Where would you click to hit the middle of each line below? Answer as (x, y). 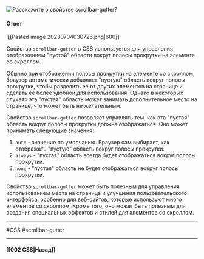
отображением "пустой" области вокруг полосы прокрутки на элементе (101, 55)
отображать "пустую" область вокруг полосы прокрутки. (90, 149)
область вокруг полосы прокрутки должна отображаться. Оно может (97, 124)
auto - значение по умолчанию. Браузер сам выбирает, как (92, 143)
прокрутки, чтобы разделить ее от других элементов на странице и (95, 87)
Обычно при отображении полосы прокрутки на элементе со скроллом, (100, 74)
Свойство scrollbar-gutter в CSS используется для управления (90, 49)
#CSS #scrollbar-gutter (36, 230)
